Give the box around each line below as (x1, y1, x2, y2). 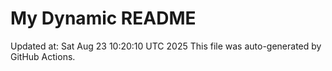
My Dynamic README (10, 7, 197, 30)
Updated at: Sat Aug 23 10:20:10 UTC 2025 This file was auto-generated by (10, 40, 322, 52)
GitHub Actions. (10, 50, 76, 62)
